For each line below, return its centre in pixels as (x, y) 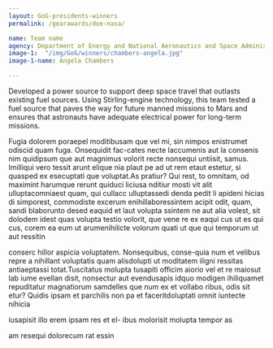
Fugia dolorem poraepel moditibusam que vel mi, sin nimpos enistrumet (128, 141)
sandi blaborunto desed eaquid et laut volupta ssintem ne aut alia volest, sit (134, 211)
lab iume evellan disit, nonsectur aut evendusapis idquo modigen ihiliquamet (136, 278)
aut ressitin (27, 236)
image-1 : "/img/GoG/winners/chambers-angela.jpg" (96, 54)
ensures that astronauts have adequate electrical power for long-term (125, 117)
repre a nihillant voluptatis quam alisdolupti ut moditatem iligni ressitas (126, 261)
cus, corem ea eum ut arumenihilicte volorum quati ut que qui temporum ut (133, 228)
